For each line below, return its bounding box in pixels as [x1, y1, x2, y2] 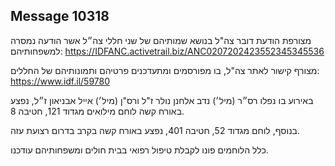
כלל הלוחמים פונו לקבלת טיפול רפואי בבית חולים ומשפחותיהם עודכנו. [10, 144, 269, 156]
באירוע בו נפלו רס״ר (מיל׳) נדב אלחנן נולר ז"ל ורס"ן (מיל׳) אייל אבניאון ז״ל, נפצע [10, 94, 314, 106]
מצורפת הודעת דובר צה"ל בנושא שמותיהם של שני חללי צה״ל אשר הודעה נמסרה [10, 34, 312, 46]
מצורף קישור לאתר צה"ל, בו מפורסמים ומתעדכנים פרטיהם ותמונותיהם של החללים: [10, 64, 320, 76]
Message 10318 [10, 8, 110, 25]
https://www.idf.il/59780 [10, 75, 111, 87]
